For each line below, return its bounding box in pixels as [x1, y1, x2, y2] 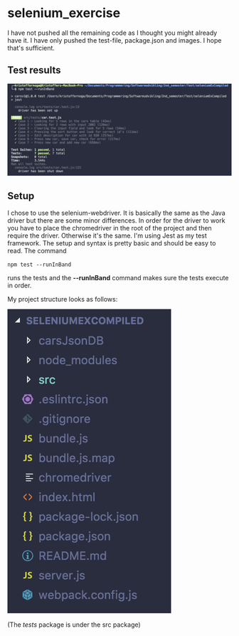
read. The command [7, 247, 67, 255]
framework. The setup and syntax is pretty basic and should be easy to [7, 239, 216, 248]
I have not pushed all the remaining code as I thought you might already [7, 28, 218, 37]
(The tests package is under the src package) [7, 620, 141, 629]
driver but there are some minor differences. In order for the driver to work [7, 216, 225, 225]
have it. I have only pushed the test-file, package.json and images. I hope [7, 36, 222, 44]
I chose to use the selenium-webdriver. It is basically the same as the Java [7, 208, 225, 218]
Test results [7, 64, 61, 76]
